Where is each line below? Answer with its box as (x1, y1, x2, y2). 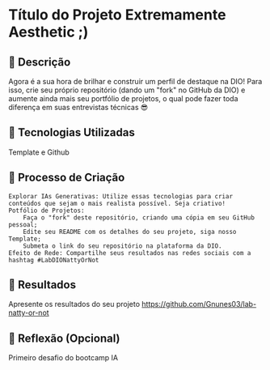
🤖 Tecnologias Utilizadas (8, 125, 135, 139)
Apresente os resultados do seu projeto (8, 300, 140, 309)
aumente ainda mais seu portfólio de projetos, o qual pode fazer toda (8, 94, 238, 103)
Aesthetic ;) (8, 23, 89, 41)
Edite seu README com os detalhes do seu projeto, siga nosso (23, 228, 237, 236)
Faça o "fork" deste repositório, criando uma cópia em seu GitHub (23, 213, 255, 222)
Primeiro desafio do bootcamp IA (8, 353, 119, 363)
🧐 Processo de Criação (8, 171, 125, 185)
